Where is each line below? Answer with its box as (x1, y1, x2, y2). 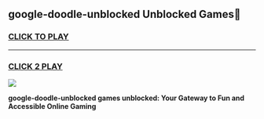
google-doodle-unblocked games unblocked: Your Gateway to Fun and (8, 93, 245, 103)
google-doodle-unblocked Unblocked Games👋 (8, 8, 241, 21)
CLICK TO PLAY (8, 31, 69, 42)
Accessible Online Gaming (8, 101, 97, 110)
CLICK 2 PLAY (8, 60, 63, 71)
